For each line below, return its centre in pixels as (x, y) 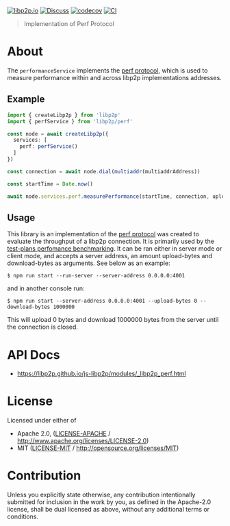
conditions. (23, 516)
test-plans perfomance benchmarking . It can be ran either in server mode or (115, 249)
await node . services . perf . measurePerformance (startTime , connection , (108, 196)
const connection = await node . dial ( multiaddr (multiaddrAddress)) (104, 171)
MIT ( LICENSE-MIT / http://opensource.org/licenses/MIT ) (98, 448)
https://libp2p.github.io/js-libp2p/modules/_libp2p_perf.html (101, 374)
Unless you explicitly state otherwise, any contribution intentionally (101, 495)
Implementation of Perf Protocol (69, 24)
